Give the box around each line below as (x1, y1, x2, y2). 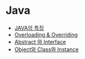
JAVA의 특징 (14, 24, 45, 31)
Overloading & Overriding (14, 31, 78, 38)
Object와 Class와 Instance (14, 46, 79, 53)
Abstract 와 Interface (14, 38, 66, 45)
